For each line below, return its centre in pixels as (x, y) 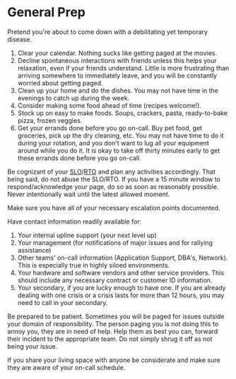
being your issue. (33, 346)
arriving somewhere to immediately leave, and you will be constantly (117, 76)
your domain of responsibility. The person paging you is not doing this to (113, 324)
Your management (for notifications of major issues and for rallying (115, 242)
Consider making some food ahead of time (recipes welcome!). (109, 105)
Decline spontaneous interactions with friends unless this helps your (117, 60)
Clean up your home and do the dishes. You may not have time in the (118, 90)
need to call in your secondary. (63, 302)
